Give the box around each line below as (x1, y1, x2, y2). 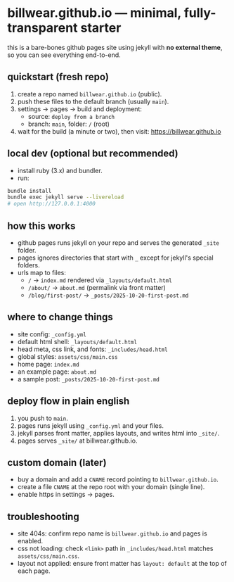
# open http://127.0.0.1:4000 (7, 201, 96, 208)
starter (80, 20, 122, 36)
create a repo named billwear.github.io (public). (17, 89, 162, 98)
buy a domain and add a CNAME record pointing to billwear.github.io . (17, 475, 219, 483)
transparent (7, 20, 78, 36)
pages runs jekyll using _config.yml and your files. (17, 421, 164, 430)
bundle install (7, 187, 52, 194)
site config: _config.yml (17, 329, 86, 339)
